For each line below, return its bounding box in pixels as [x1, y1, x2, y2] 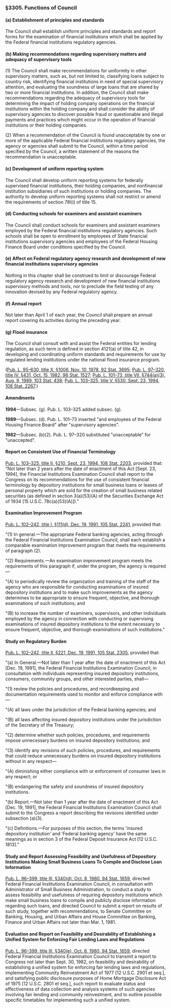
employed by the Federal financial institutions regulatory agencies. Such [5, 227, 157, 233]
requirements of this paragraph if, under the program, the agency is [5, 563, 147, 569]
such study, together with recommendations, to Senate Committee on [5, 908, 152, 914]
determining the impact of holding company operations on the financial [5, 100, 155, 107]
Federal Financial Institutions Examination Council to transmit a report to [5, 953, 157, 959]
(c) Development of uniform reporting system [5, 166, 104, 172]
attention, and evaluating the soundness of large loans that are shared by [5, 84, 159, 90]
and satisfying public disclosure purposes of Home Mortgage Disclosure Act [5, 975, 166, 981]
